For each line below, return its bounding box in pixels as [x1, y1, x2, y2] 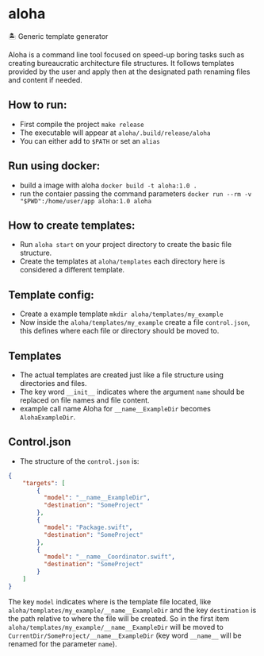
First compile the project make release [19, 119, 144, 129]
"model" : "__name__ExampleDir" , [43, 494, 151, 502]
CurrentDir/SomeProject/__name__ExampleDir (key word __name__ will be [8, 631, 242, 640]
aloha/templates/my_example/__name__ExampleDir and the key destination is [8, 605, 257, 615]
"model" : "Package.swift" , [43, 523, 133, 531]
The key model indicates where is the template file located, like [8, 596, 212, 606]
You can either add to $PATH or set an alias [19, 136, 160, 145]
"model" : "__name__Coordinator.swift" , [43, 553, 176, 561]
